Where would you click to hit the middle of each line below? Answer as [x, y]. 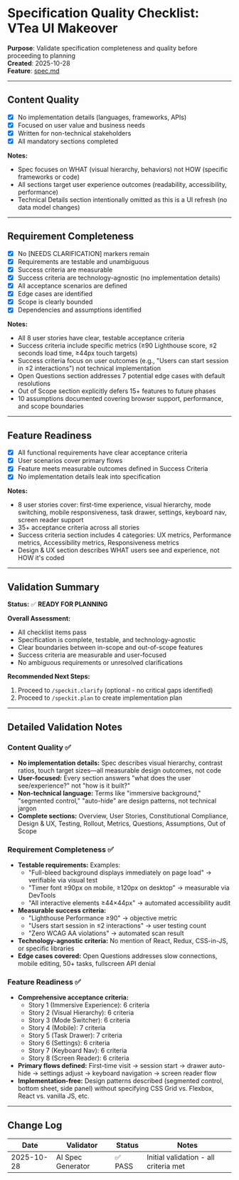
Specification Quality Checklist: [103, 13]
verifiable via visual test [63, 880]
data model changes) [49, 207]
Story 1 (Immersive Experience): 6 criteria [89, 1005]
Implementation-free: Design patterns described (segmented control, [121, 1081]
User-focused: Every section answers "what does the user [104, 778]
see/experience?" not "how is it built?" [74, 785]
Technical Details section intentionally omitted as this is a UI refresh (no [122, 200]
